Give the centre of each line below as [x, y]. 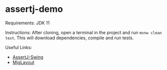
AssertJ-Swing [28, 57]
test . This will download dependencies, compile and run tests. [69, 38]
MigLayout [23, 62]
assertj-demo [34, 9]
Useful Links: [19, 47]
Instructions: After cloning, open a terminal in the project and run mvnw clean [83, 32]
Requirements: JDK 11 [27, 23]
